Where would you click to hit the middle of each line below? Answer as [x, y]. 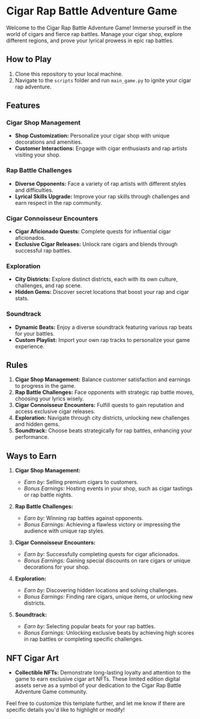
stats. [22, 298]
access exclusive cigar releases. [55, 412]
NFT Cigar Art [32, 658]
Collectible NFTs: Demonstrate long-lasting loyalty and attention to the [103, 673]
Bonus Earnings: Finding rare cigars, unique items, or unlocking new [108, 597]
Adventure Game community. [51, 692]
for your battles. [35, 333]
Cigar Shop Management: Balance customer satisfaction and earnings [103, 379]
